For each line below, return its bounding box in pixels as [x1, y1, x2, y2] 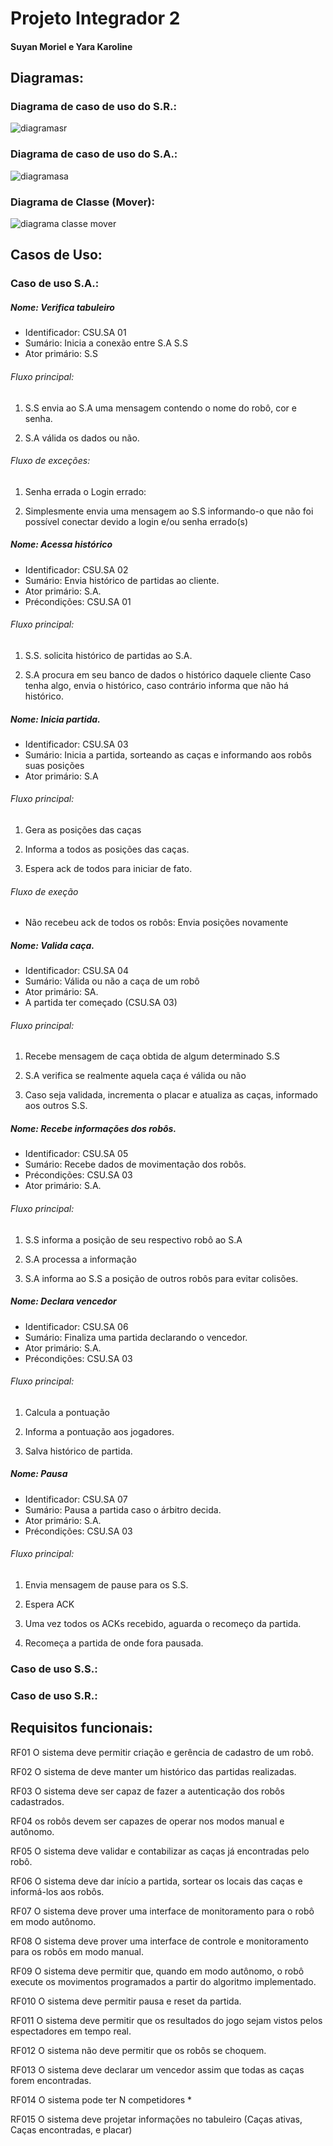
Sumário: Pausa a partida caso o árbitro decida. [24, 1503, 222, 1516]
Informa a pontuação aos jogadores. [24, 1425, 175, 1437]
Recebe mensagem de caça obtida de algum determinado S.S [24, 1050, 280, 1062]
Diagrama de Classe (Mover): [10, 195, 155, 209]
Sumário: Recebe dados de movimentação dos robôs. [24, 1158, 247, 1171]
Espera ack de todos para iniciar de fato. [24, 863, 193, 875]
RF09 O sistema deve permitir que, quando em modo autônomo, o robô [10, 1965, 305, 1977]
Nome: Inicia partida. [10, 713, 101, 725]
